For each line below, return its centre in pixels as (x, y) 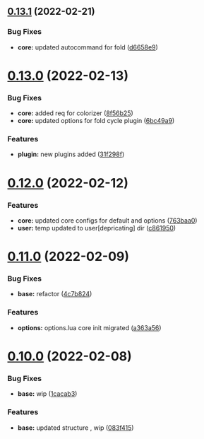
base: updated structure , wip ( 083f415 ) (76, 428)
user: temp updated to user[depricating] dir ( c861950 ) (97, 228)
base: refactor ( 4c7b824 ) (55, 294)
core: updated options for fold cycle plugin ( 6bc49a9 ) (96, 121)
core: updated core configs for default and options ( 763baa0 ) (107, 220)
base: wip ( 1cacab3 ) (47, 394)
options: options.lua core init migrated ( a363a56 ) (89, 327)
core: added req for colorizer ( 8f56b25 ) (76, 113)
